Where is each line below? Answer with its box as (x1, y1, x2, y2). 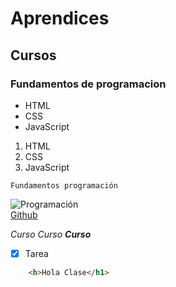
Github (10, 208, 38, 221)
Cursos (10, 47, 57, 64)
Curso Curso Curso (10, 228, 92, 240)
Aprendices (10, 7, 110, 30)
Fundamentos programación (10, 180, 118, 191)
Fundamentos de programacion (10, 77, 167, 91)
